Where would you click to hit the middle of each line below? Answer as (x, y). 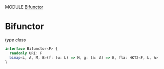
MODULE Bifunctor (24, 7)
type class (16, 40)
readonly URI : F (26, 53)
